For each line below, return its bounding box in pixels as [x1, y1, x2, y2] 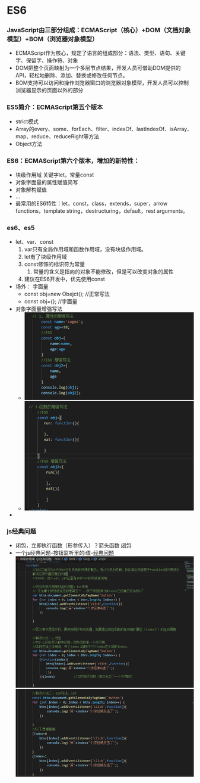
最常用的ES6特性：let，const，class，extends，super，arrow [15, 200, 168, 207]
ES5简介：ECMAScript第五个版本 [7, 103, 103, 111]
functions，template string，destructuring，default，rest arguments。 [15, 207, 189, 215]
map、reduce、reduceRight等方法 [15, 132, 100, 140]
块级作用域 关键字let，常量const [15, 171, 94, 179]
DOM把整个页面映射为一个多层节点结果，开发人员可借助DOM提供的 [15, 64, 181, 72]
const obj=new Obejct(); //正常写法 [24, 290, 110, 298]
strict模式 [15, 117, 39, 125]
